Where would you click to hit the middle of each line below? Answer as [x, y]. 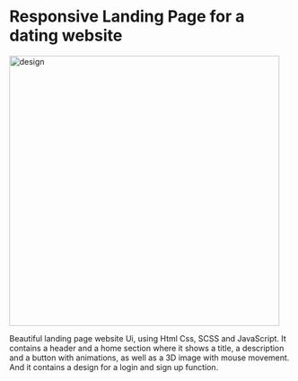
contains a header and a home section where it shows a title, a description [147, 348]
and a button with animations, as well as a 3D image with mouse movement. [149, 358]
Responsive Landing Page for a [127, 17]
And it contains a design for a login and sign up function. [114, 367]
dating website [66, 35]
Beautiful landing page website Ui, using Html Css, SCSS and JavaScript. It [148, 338]
